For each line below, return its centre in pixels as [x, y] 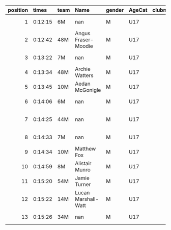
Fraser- [84, 40]
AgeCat [138, 10]
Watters [84, 75]
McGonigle [88, 90]
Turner [83, 184]
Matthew [85, 149]
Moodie [84, 46]
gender [115, 10]
